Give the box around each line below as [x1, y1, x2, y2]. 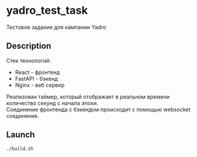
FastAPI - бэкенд [14, 75, 58, 82]
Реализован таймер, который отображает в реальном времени [6, 93, 170, 100]
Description [6, 41, 51, 51]
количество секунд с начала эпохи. [6, 99, 98, 106]
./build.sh [6, 146, 34, 152]
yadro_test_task [6, 4, 89, 17]
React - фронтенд [14, 69, 60, 76]
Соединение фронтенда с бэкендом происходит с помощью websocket [6, 106, 191, 113]
